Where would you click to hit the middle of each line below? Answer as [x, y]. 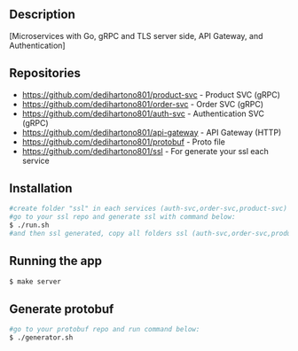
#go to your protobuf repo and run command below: [105, 330]
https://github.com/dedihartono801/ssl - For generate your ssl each [145, 151]
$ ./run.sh [29, 225]
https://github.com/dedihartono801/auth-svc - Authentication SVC [143, 113]
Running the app [55, 261]
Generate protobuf [62, 309]
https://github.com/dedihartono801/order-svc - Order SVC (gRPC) [143, 104]
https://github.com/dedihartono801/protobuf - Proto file [124, 142]
